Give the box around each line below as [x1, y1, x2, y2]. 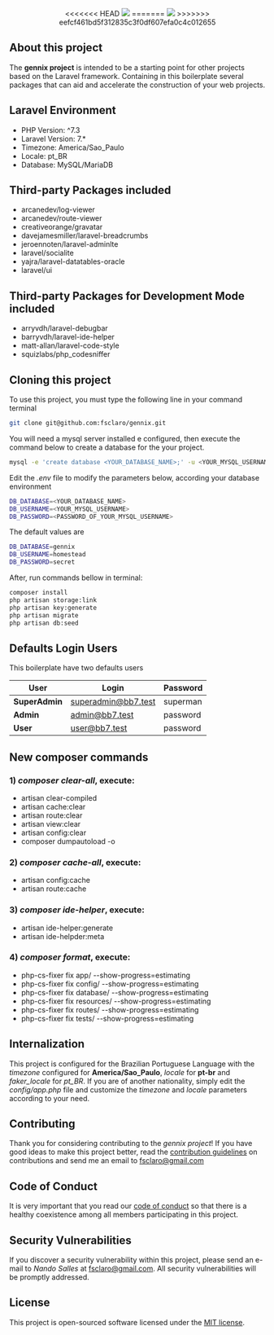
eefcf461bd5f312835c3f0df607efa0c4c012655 [59, 17, 216, 27]
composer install [9, 589, 68, 597]
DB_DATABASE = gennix [9, 542, 76, 551]
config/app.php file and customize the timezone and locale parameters [9, 1084, 247, 1095]
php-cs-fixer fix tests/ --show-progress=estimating [20, 1013, 194, 1023]
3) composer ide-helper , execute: [9, 904, 145, 916]
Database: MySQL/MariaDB [20, 160, 114, 169]
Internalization [9, 1037, 85, 1051]
